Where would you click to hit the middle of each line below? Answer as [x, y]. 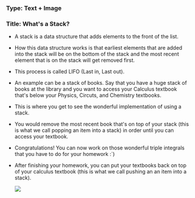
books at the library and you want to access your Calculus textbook [95, 89]
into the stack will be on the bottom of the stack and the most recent [97, 54]
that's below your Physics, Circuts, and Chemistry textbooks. [88, 95]
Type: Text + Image [34, 8]
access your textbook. [41, 137]
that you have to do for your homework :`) [65, 154]
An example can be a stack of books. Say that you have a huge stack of [101, 83]
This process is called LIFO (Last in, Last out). [69, 72]
